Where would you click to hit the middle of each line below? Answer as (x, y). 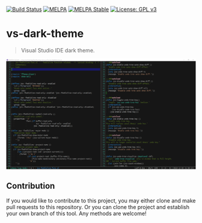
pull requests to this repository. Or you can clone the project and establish (98, 207)
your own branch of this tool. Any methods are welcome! (76, 213)
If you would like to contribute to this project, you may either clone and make (101, 200)
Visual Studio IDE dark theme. (58, 50)
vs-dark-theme (45, 34)
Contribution (31, 186)
